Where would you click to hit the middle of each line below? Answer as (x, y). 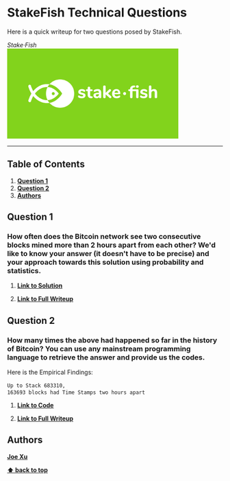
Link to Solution (40, 285)
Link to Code (35, 405)
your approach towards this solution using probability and (105, 262)
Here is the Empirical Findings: (50, 372)
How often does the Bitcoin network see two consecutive (104, 236)
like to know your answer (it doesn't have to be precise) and (108, 253)
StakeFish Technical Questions (97, 13)
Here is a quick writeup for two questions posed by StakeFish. (95, 32)
